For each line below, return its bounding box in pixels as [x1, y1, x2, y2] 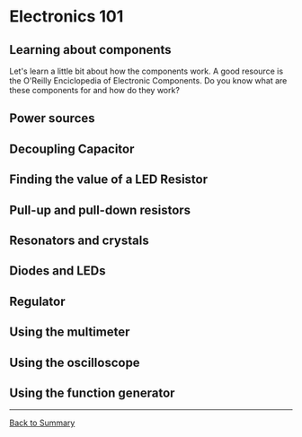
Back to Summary [9, 417, 75, 428]
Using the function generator [9, 385, 175, 400]
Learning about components [9, 42, 173, 57]
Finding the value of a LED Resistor [9, 172, 209, 188]
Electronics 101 [9, 6, 124, 27]
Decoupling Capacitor [9, 141, 135, 156]
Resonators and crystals [9, 232, 150, 248]
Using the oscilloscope [9, 354, 141, 370]
